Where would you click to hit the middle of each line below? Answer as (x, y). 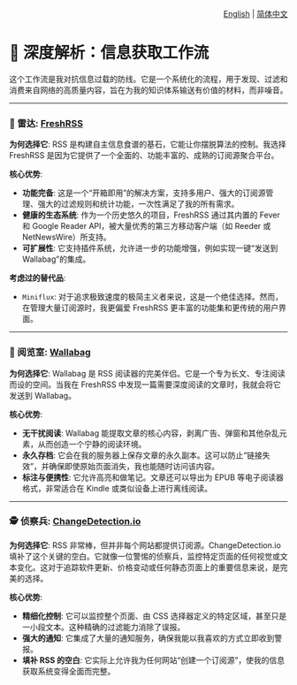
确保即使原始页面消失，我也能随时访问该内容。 (133, 466)
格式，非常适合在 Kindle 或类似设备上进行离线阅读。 (117, 488)
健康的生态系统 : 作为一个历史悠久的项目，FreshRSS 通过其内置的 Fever (151, 215)
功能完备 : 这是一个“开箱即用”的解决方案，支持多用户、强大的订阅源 (144, 193)
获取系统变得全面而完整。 (69, 671)
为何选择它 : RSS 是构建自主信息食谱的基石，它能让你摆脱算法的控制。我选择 (148, 144)
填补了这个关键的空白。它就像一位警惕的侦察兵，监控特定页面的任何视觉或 (145, 556)
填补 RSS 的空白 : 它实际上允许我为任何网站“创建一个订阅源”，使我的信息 (153, 660)
